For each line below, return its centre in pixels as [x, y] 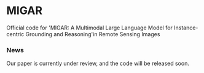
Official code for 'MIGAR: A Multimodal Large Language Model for [90, 28]
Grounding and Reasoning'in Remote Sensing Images [93, 34]
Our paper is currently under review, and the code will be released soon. [98, 63]
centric [15, 34]
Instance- [186, 28]
